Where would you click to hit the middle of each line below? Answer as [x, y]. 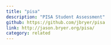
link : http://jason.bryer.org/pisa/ [50, 28]
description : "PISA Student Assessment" [56, 17]
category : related [28, 33]
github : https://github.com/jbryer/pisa [56, 22]
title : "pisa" [23, 11]
